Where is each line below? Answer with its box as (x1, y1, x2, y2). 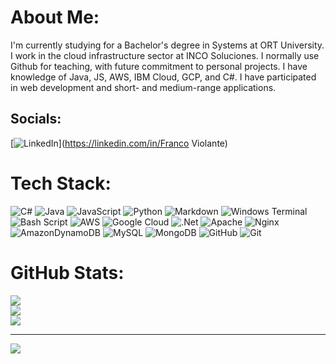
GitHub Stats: (10, 261, 125, 284)
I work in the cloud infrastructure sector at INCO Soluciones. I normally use (10, 49, 320, 61)
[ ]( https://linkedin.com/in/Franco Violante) (10, 137, 228, 149)
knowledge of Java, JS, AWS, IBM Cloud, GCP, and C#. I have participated (10, 71, 317, 83)
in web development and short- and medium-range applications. (10, 81, 277, 93)
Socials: (10, 111, 62, 128)
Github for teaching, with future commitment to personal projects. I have (10, 60, 308, 72)
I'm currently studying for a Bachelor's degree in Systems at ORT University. (10, 39, 325, 51)
